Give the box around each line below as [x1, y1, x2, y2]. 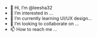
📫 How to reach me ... [10, 26, 57, 32]
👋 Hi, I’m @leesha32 [10, 5, 52, 10]
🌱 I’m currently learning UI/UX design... [10, 15, 92, 21]
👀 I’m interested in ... [10, 10, 53, 16]
